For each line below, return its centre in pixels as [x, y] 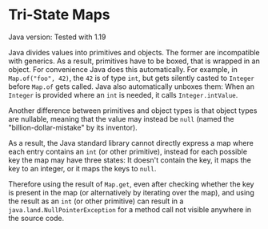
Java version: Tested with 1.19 [57, 37]
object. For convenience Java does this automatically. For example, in [123, 69]
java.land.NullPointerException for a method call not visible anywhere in [130, 209]
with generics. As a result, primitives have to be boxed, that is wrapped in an [134, 61]
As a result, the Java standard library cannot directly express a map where [131, 143]
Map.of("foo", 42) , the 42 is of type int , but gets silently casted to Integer [131, 78]
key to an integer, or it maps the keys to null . [82, 168]
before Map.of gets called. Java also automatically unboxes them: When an [131, 86]
